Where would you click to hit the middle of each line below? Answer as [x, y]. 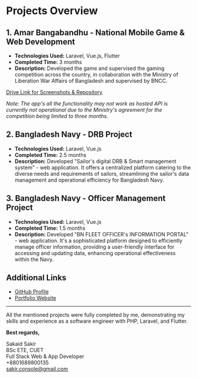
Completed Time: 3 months [48, 62]
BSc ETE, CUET [25, 350]
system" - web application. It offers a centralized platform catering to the [103, 167]
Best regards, [23, 333]
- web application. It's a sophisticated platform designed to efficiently [98, 240]
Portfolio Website [35, 298]
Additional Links [36, 278]
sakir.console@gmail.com [37, 369]
